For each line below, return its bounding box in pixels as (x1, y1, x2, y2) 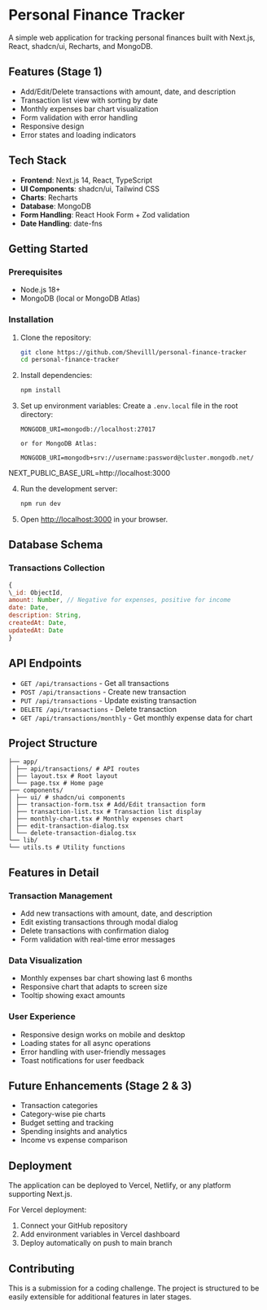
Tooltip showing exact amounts (20, 991, 125, 1000)
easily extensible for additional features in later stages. (8, 1292, 192, 1302)
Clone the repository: (20, 332, 92, 342)
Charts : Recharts (20, 192, 79, 202)
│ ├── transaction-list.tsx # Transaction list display (8, 808, 202, 816)
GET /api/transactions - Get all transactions (20, 678, 169, 688)
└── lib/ (8, 837, 38, 845)
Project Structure (8, 736, 98, 750)
